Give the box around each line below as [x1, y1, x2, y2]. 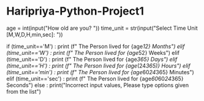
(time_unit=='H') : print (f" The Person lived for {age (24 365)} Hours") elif [6, 62, 191, 69]
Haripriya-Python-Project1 [6, 4, 145, 18]
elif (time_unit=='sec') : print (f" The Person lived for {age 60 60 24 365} [6, 75, 184, 82]
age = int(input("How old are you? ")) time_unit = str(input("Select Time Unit [6, 24, 198, 32]
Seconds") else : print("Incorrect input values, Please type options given [6, 81, 189, 89]
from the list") [6, 88, 42, 95]
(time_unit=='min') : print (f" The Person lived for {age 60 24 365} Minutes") [6, 68, 194, 75]
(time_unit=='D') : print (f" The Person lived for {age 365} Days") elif [6, 55, 178, 63]
